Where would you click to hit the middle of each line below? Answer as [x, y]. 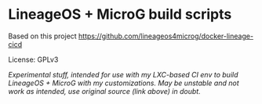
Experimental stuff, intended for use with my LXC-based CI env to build [123, 74]
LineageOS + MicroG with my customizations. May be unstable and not [124, 83]
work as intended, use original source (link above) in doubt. [105, 91]
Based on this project [42, 36]
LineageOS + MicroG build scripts [120, 14]
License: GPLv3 [33, 59]
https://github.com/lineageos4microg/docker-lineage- [166, 36]
